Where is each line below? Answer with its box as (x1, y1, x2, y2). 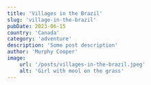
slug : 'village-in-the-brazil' (7, 16, 97, 23)
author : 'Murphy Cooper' (7, 49, 78, 56)
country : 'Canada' (7, 29, 60, 36)
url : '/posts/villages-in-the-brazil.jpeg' (19, 61, 146, 68)
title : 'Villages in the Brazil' (7, 10, 103, 17)
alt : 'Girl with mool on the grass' (19, 67, 125, 74)
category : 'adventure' (7, 36, 72, 42)
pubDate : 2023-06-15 (7, 23, 67, 29)
